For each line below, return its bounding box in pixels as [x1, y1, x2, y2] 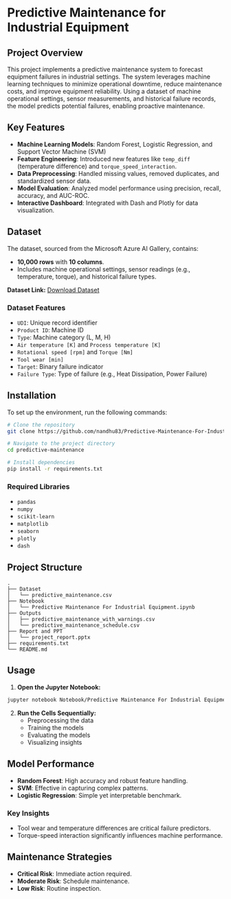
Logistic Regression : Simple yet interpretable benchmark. [16, 791, 182, 799]
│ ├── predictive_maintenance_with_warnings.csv [7, 616, 155, 623]
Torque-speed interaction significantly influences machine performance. [16, 831, 223, 839]
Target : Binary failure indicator [16, 362, 104, 370]
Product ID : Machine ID [16, 325, 84, 334]
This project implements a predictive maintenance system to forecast [7, 65, 203, 73]
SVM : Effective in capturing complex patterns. [16, 784, 148, 792]
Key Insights [7, 808, 50, 818]
